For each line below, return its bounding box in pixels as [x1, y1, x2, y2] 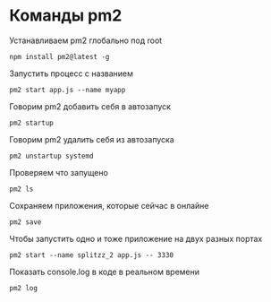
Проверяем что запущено [9, 167, 109, 177]
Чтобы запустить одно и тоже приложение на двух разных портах [9, 233, 263, 244]
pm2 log [9, 283, 38, 292]
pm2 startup [9, 118, 54, 127]
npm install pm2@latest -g [9, 52, 110, 61]
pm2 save [9, 217, 42, 227]
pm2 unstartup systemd [9, 151, 94, 160]
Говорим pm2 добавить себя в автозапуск [9, 100, 172, 112]
